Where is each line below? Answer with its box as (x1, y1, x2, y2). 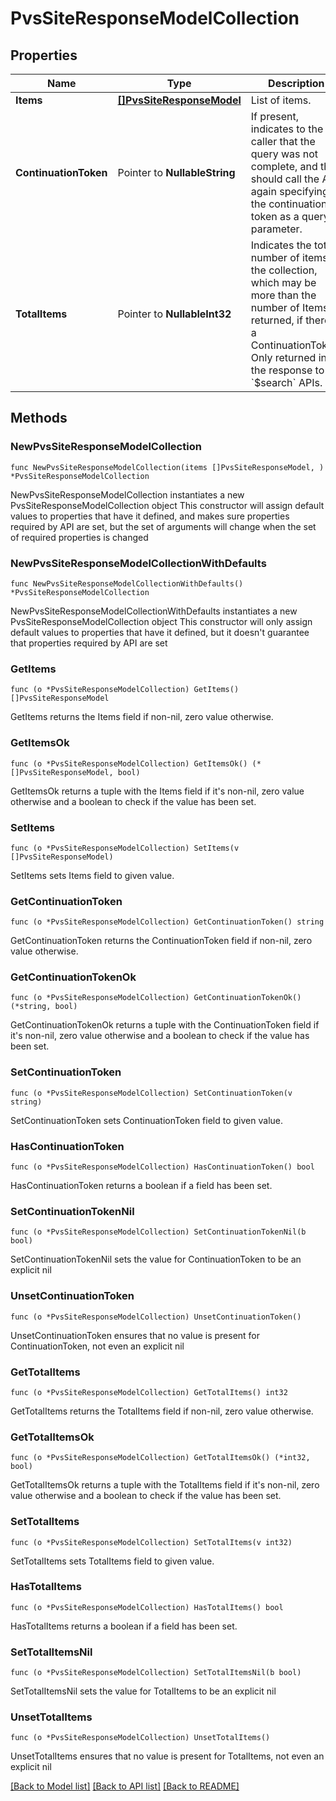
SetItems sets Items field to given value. (10, 869, 175, 881)
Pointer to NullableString (117, 166, 236, 179)
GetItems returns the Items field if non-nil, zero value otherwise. (10, 711, 274, 723)
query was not (250, 147, 319, 161)
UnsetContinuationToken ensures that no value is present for (10, 1329, 261, 1341)
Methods (10, 410, 68, 427)
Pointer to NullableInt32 (117, 307, 232, 321)
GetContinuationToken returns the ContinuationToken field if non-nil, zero (10, 935, 313, 947)
